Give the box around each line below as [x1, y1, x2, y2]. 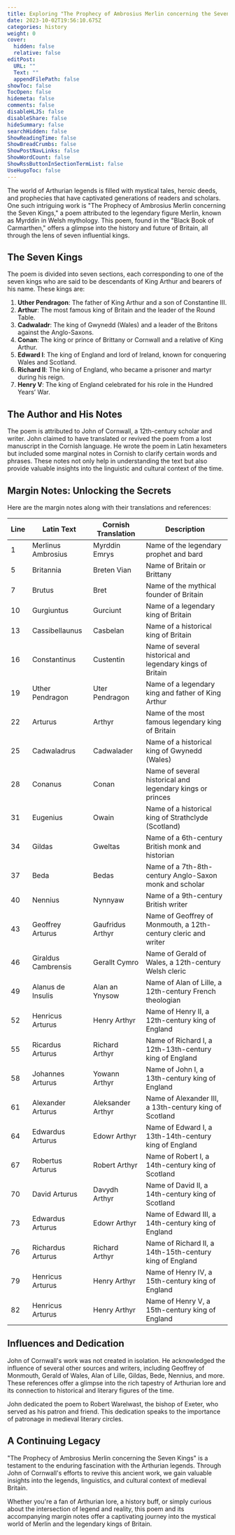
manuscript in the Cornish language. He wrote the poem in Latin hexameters [7, 442, 227, 450]
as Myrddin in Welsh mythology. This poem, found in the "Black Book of [7, 216, 215, 225]
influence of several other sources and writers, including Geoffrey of [7, 1364, 205, 1372]
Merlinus [31, 541, 62, 551]
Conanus [31, 779, 62, 789]
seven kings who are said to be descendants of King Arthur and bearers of [7, 277, 222, 286]
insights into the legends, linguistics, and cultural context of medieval [7, 1476, 207, 1484]
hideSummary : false [7, 121, 64, 129]
